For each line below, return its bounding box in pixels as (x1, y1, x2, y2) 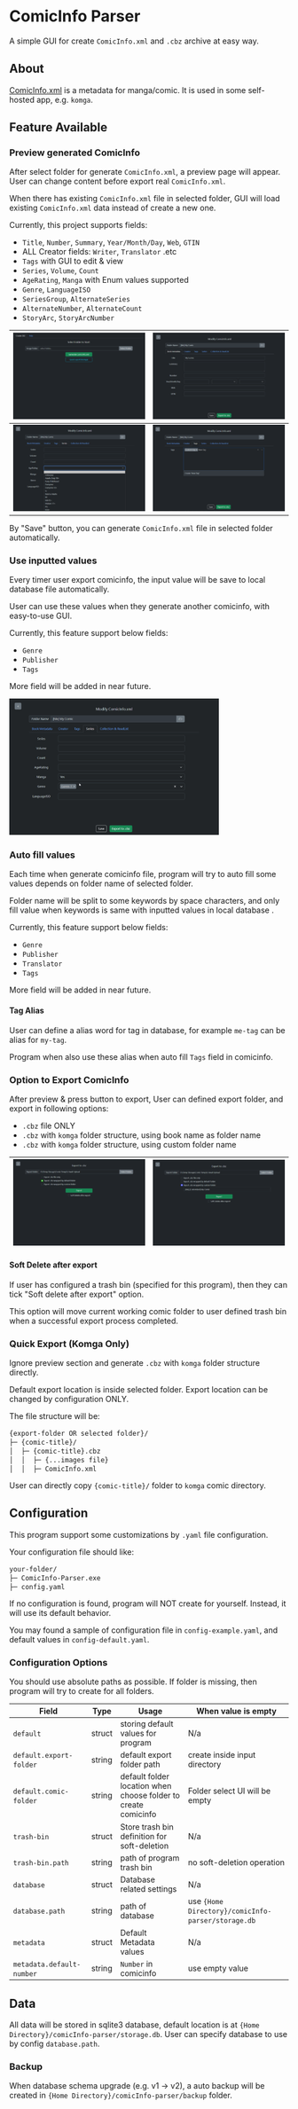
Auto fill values (9, 849, 75, 861)
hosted (9, 94, 35, 105)
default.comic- (12, 1787, 69, 1796)
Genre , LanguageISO (21, 284, 91, 294)
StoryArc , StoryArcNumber (21, 312, 115, 323)
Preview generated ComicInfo (9, 146, 140, 159)
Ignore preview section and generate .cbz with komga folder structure (9, 1357, 260, 1368)
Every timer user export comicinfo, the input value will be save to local (9, 575, 266, 585)
